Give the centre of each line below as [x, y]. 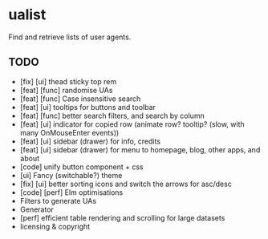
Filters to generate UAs [58, 201]
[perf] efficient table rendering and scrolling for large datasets [122, 217]
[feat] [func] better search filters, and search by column [112, 115]
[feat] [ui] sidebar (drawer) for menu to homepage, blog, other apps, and [140, 149]
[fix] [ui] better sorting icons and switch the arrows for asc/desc [126, 184]
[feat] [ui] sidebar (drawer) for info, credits [90, 141]
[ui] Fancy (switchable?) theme [71, 175]
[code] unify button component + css [81, 167]
